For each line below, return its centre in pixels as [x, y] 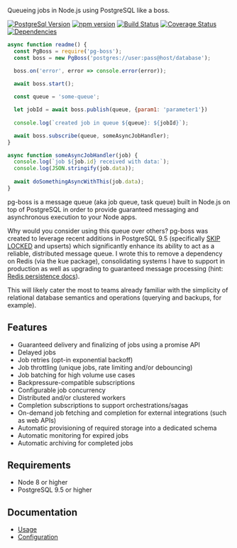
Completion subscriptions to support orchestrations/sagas [103, 405]
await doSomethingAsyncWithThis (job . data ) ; [79, 181]
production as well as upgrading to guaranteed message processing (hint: [115, 268]
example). [22, 305]
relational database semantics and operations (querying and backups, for [115, 297]
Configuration [38, 537]
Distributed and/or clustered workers [72, 397]
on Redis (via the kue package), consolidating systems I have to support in [116, 261]
